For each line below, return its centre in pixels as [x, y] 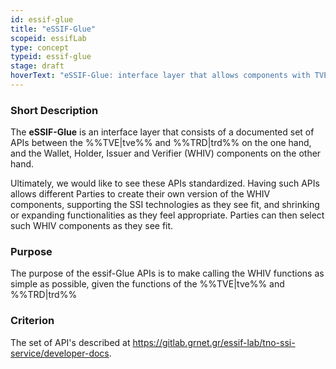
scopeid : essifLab [48, 38]
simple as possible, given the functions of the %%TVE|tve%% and [147, 284]
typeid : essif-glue [51, 57]
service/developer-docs [60, 353]
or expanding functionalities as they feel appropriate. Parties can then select [167, 215]
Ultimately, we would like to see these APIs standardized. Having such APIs [165, 183]
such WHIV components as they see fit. [92, 226]
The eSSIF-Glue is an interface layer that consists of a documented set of [162, 132]
